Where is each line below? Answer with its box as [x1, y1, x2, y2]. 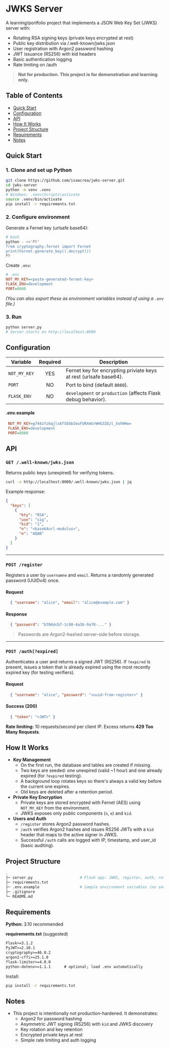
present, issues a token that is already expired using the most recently [6, 664, 151, 670]
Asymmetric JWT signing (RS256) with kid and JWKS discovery [20, 1021, 153, 1027]
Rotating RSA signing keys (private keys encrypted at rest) [13, 35, 134, 41]
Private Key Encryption [13, 794, 62, 800]
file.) [6, 300, 16, 306]
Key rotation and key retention [20, 1026, 83, 1032]
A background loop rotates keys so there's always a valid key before [20, 778, 162, 784]
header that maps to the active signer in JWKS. [20, 832, 118, 838]
